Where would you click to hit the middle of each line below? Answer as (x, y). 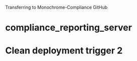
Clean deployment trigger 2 (64, 51)
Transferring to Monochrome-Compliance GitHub (56, 7)
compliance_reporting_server (69, 28)
